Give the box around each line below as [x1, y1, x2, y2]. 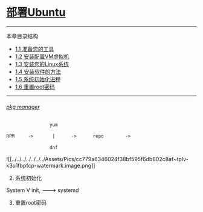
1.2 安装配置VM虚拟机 [14, 53, 69, 60]
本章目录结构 [6, 32, 38, 39]
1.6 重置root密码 [14, 83, 56, 90]
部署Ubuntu [6, 5, 66, 19]
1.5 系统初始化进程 [14, 75, 61, 82]
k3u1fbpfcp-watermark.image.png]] [6, 162, 95, 169]
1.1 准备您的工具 [14, 45, 54, 52]
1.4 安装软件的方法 [14, 68, 62, 75]
